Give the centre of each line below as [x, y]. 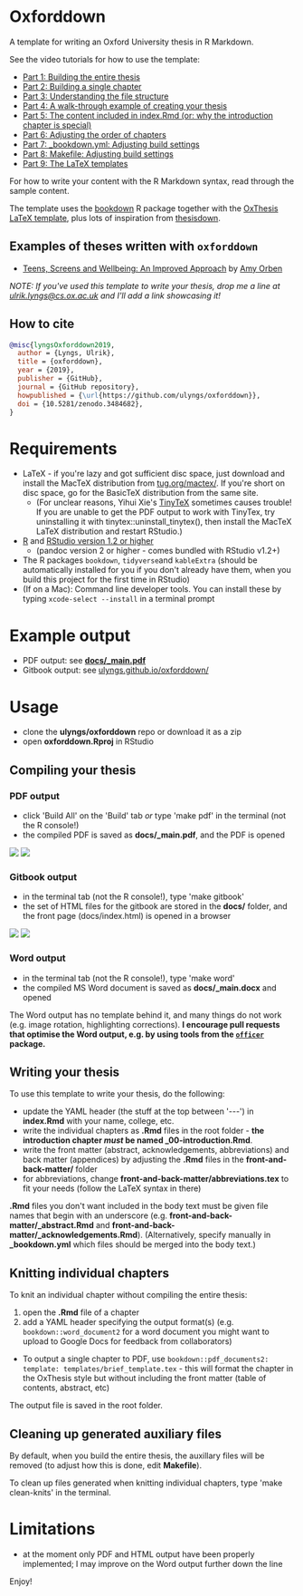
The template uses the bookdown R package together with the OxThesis [144, 208]
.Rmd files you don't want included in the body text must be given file [139, 1206]
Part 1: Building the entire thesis [81, 77]
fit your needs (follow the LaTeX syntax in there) [112, 1188]
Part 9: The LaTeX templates [75, 163]
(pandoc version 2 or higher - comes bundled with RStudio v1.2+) [158, 551]
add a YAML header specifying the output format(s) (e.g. [128, 1322]
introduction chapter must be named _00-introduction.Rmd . [137, 1140]
